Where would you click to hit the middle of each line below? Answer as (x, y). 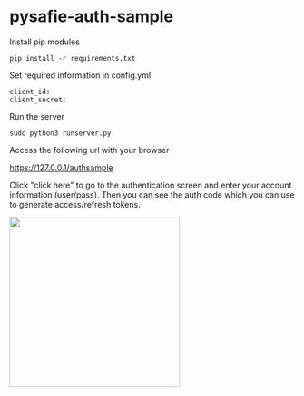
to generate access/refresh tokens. (75, 204)
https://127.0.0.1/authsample (61, 167)
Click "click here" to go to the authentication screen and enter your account (151, 185)
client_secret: (38, 100)
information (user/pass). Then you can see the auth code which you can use (152, 194)
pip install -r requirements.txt (73, 58)
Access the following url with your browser (89, 150)
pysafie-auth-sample (92, 17)
